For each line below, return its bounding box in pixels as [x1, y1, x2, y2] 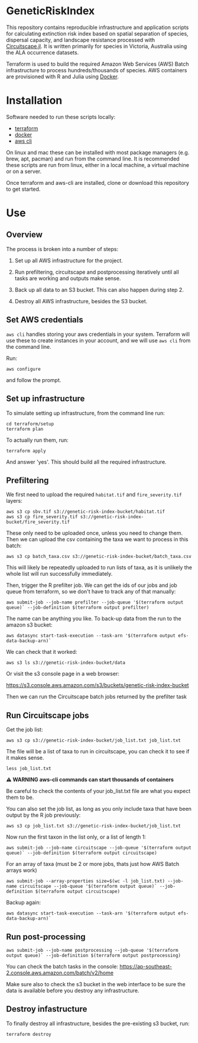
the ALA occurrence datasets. [6, 49, 79, 56]
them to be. [6, 794, 34, 801]
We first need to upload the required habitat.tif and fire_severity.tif [6, 491, 182, 498]
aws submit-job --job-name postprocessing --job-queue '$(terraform [6, 947, 178, 953]
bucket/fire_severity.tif [6, 519, 70, 525]
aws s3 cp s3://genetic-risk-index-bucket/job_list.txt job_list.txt [6, 737, 181, 744]
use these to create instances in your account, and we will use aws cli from [6, 336, 191, 344]
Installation [6, 94, 63, 107]
